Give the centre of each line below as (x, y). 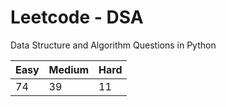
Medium (69, 69)
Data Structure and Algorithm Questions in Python (113, 45)
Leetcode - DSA (77, 17)
